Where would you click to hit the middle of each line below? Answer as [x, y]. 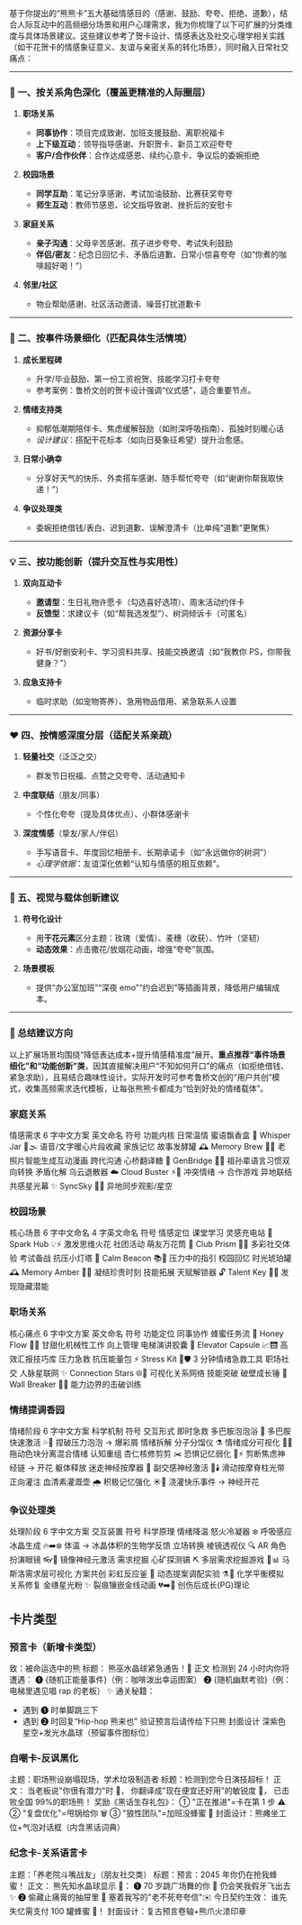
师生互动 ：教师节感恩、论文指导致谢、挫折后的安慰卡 [134, 205]
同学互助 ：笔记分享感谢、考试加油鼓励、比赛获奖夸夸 [134, 194]
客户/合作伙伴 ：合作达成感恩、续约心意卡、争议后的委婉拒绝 [148, 155]
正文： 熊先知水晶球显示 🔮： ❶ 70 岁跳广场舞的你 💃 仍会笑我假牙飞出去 [159, 1885]
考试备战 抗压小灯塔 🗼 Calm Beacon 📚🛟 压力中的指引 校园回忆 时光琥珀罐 [155, 1258]
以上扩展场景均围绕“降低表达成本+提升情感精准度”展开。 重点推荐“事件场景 [147, 1054]
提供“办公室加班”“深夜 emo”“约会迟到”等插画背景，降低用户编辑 [154, 988]
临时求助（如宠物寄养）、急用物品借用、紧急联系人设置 [136, 701]
